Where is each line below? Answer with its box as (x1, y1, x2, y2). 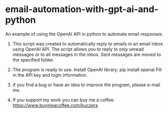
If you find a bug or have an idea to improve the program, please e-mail (12, 82, 160, 88)
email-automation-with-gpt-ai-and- (5, 4, 158, 15)
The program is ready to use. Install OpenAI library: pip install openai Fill (12, 67, 162, 73)
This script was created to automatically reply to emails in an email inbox (12, 40, 163, 46)
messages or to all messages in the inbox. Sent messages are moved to (12, 51, 161, 58)
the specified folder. (12, 56, 54, 63)
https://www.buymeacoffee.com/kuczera (12, 102, 98, 108)
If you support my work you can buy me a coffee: (12, 97, 115, 103)
